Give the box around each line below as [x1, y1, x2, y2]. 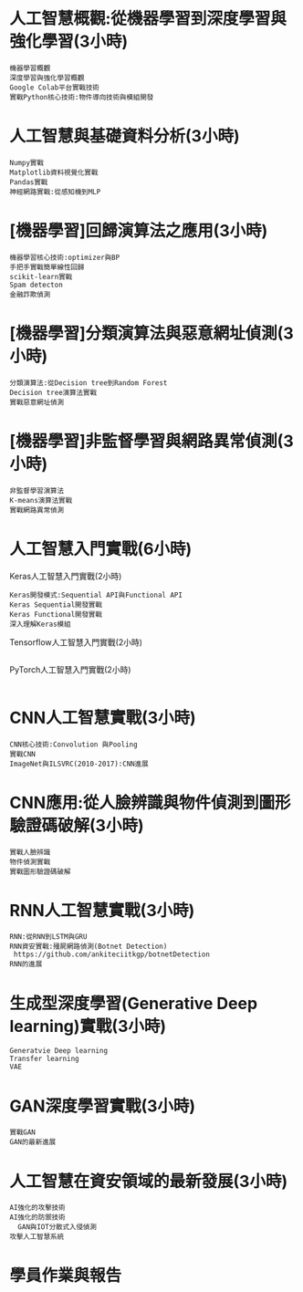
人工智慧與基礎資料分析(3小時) [9, 126, 240, 147]
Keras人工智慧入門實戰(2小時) [9, 570, 122, 581]
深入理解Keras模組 [9, 620, 71, 629]
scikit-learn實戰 [9, 272, 73, 281]
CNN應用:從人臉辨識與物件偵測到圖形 [9, 792, 291, 813]
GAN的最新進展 [9, 1138, 57, 1147]
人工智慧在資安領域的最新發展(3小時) [9, 1171, 288, 1192]
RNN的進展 [9, 960, 43, 969]
